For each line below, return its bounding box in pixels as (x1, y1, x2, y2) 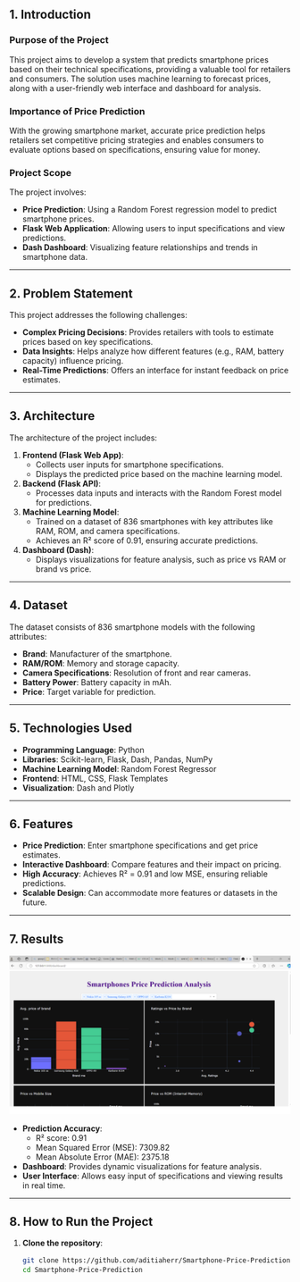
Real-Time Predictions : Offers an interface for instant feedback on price (21, 365, 289, 376)
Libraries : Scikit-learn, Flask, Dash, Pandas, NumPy (21, 754, 213, 765)
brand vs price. (35, 563, 92, 574)
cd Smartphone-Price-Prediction (21, 1266, 143, 1275)
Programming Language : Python (21, 744, 145, 755)
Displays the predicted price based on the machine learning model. (35, 468, 283, 479)
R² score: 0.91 (35, 1132, 87, 1143)
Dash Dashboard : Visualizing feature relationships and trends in (21, 242, 259, 253)
